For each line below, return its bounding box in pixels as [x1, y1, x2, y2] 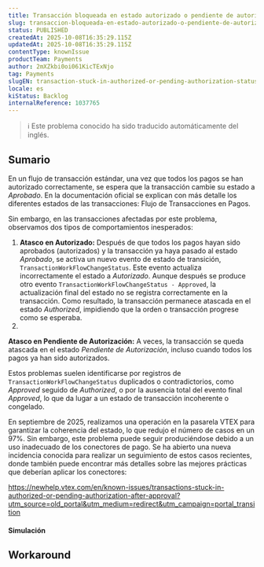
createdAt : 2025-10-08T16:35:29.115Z [8, 33, 132, 42]
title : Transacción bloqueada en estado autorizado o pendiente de [8, 11, 234, 20]
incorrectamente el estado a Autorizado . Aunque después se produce [19, 271, 246, 280]
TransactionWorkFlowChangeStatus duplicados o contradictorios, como [8, 377, 234, 386]
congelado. [8, 402, 45, 411]
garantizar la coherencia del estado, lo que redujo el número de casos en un [8, 425, 255, 435]
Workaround [8, 548, 71, 561]
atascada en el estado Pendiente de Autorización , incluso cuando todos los [8, 344, 252, 354]
